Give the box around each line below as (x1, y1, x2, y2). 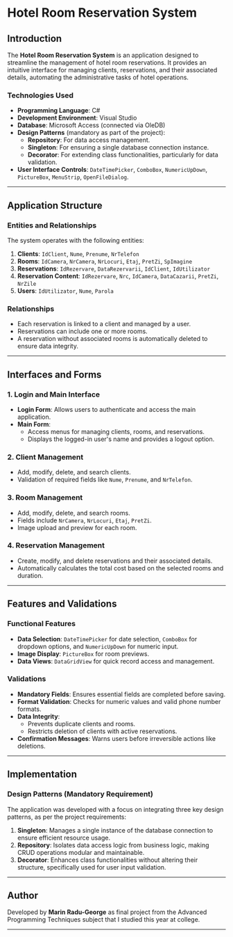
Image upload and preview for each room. (17, 523, 137, 531)
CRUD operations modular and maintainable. (17, 848, 145, 856)
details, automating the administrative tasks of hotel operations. (7, 73, 189, 81)
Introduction (7, 33, 62, 45)
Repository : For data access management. (27, 136, 150, 144)
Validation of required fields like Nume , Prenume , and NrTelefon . (17, 475, 193, 484)
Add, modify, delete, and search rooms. (17, 508, 130, 517)
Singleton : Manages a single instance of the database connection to (17, 826, 214, 834)
